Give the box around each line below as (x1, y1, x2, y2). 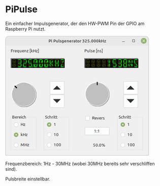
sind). (5, 166, 17, 172)
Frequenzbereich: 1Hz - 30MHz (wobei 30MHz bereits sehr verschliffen (5, 161, 155, 167)
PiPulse (5, 4, 38, 15)
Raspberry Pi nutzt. (5, 25, 46, 32)
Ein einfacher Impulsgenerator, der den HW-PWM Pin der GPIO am (5, 20, 145, 26)
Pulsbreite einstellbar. (5, 176, 51, 182)
